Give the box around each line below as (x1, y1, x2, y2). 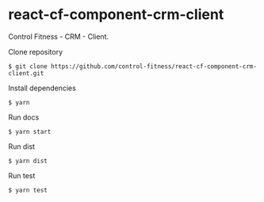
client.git (8, 69, 44, 77)
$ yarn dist (8, 157, 48, 165)
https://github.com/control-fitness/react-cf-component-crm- (50, 62, 258, 71)
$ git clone (8, 62, 48, 71)
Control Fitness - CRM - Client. (8, 32, 109, 41)
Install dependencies (8, 83, 77, 93)
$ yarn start (8, 128, 52, 135)
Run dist (8, 141, 36, 151)
